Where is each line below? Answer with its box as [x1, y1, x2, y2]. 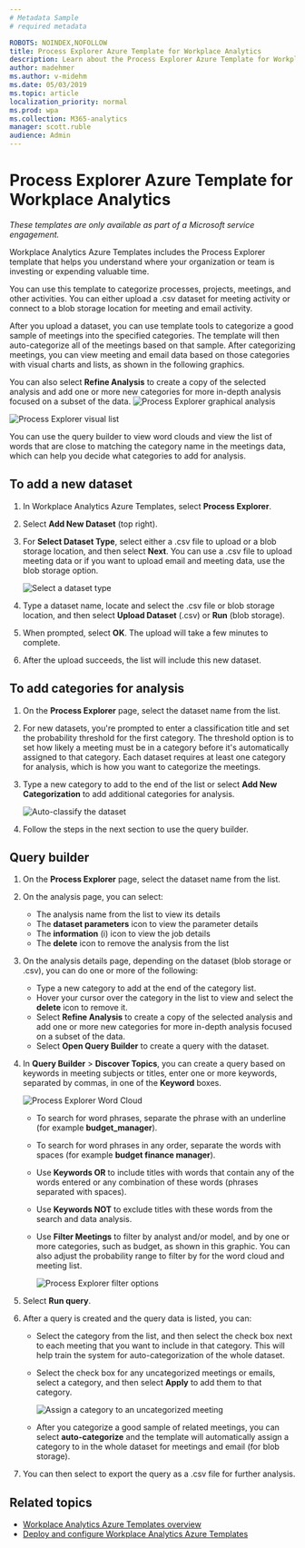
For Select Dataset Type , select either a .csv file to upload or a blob [22, 536, 277, 547]
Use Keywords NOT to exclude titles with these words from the [35, 1204, 273, 1215]
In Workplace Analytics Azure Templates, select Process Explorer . [22, 500, 272, 511]
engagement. [9, 229, 60, 240]
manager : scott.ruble [9, 123, 92, 132]
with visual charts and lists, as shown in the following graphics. [9, 359, 245, 370]
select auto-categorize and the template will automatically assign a [35, 1432, 289, 1443]
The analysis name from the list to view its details [35, 909, 221, 920]
